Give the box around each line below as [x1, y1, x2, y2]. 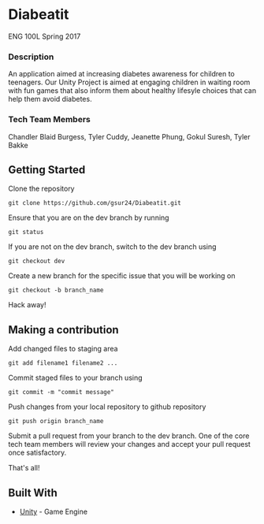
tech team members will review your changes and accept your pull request [8, 440, 251, 449]
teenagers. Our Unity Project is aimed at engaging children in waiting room [8, 77, 251, 87]
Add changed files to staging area [8, 344, 118, 354]
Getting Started [8, 163, 86, 177]
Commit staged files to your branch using [8, 373, 143, 383]
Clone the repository [8, 184, 75, 194]
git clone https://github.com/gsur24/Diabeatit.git [8, 199, 181, 207]
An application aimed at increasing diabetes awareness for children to [8, 69, 235, 79]
